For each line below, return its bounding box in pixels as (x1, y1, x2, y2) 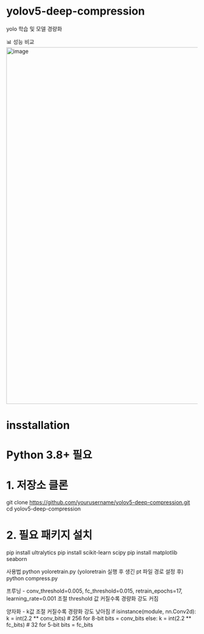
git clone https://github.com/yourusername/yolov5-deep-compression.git (6, 499, 190, 506)
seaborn (6, 556, 27, 563)
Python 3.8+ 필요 (6, 448, 92, 462)
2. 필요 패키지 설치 (6, 528, 93, 542)
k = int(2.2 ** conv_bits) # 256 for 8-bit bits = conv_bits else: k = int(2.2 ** (6, 615, 192, 622)
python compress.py (6, 575, 58, 582)
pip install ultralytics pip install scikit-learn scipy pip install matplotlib (6, 549, 178, 556)
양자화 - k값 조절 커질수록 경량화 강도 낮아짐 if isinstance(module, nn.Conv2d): (6, 608, 196, 615)
